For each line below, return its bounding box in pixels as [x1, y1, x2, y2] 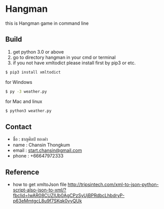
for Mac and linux [5, 98, 43, 104]
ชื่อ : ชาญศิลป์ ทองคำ [12, 136, 48, 142]
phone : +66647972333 [12, 153, 64, 159]
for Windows [5, 79, 32, 85]
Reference [5, 168, 40, 177]
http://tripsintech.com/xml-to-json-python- [67, 181, 159, 187]
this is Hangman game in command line [5, 20, 89, 26]
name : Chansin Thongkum [12, 142, 70, 148]
